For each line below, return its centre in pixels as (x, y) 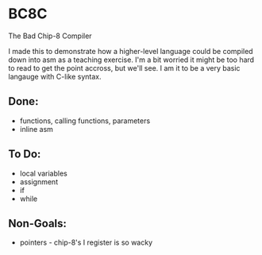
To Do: (25, 155)
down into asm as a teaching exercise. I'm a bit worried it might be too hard (131, 60)
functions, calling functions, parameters (85, 121)
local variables (43, 173)
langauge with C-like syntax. (55, 76)
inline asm (37, 129)
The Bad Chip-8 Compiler (50, 36)
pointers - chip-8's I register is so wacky (86, 242)
